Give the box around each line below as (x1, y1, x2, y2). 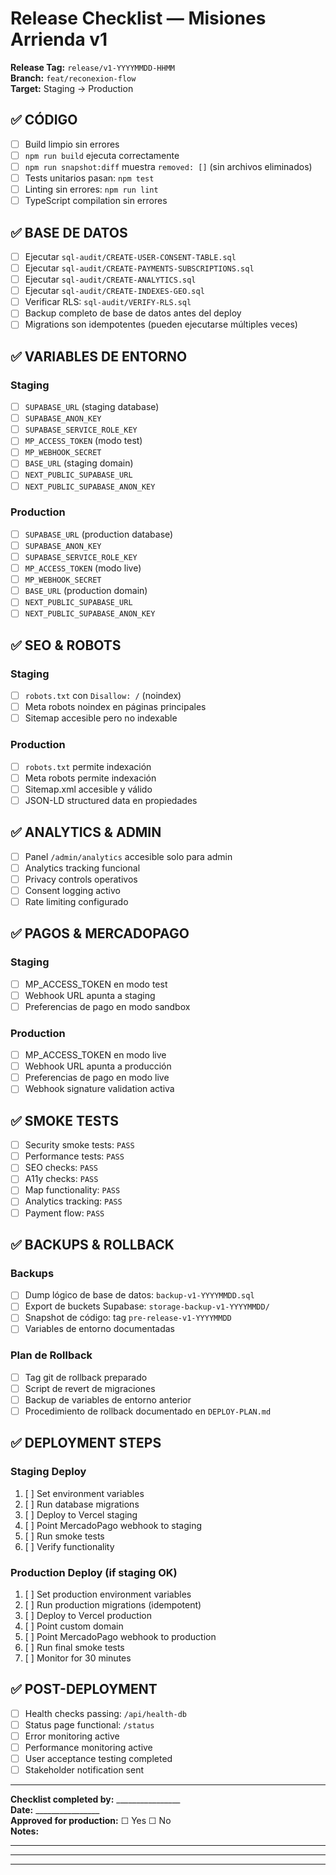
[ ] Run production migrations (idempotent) (24, 1599, 202, 1611)
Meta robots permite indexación (24, 772, 157, 784)
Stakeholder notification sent (24, 1764, 144, 1776)
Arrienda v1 (10, 28, 108, 51)
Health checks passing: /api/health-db (24, 1707, 187, 1719)
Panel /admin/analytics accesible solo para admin (24, 850, 233, 862)
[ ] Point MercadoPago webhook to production (24, 1631, 217, 1643)
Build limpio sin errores (24, 138, 120, 150)
